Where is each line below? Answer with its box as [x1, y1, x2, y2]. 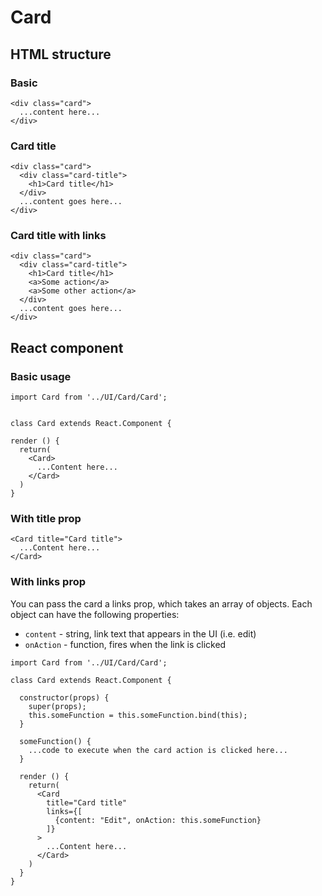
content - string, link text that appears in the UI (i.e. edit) [24, 627, 257, 640]
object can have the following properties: [10, 608, 180, 620]
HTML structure [10, 46, 112, 63]
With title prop [10, 512, 82, 526]
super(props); [28, 701, 87, 711]
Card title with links [10, 229, 107, 243]
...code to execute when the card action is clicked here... [28, 745, 288, 755]
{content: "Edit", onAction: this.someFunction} [54, 815, 262, 825]
